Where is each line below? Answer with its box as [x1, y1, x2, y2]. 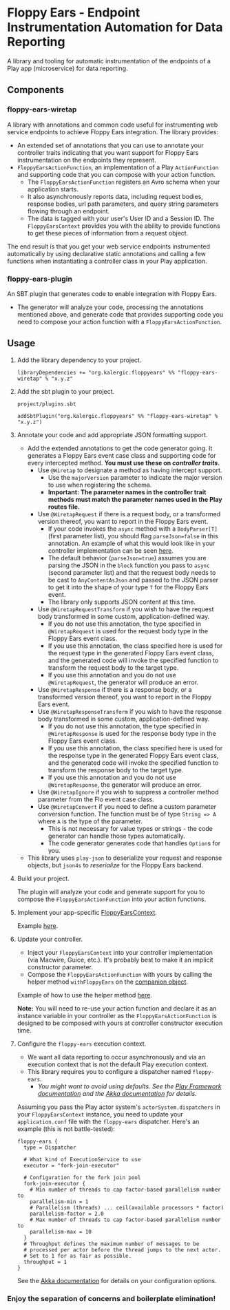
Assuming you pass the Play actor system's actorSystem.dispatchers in [17, 1103, 220, 1111]
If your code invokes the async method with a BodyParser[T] [48, 525, 218, 533]
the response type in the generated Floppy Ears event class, [48, 751, 219, 759]
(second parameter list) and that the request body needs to [48, 568, 216, 576]
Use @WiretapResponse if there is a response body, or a [37, 685, 192, 693]
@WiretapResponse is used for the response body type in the [48, 729, 216, 737]
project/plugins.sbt [17, 401, 76, 408]
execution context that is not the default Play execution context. [27, 1060, 209, 1068]
